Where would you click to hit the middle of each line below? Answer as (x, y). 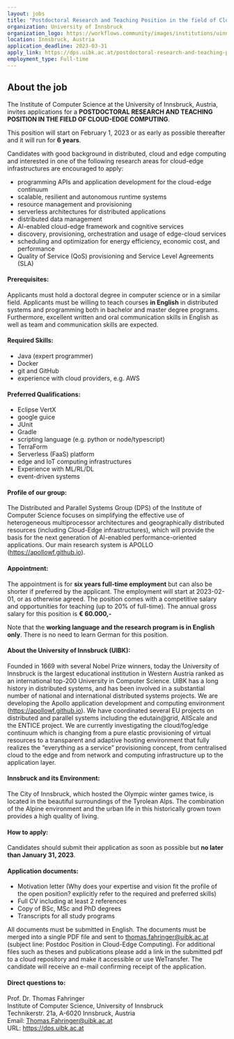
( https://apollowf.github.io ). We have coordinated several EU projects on (111, 710)
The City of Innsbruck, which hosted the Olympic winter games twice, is (111, 793)
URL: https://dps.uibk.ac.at (46, 1028)
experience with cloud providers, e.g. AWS (79, 378)
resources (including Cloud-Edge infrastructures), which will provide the (111, 530)
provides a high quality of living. (53, 816)
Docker (28, 363)
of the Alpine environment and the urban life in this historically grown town (114, 808)
